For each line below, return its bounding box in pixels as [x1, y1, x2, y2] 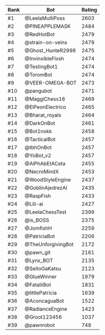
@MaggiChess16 [24, 95, 65, 102]
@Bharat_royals [24, 112, 61, 118]
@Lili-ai [24, 201, 44, 207]
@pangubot [24, 87, 52, 94]
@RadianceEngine [24, 306, 67, 312]
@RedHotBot [24, 31, 55, 38]
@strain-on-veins [24, 39, 68, 46]
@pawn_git [24, 249, 51, 255]
